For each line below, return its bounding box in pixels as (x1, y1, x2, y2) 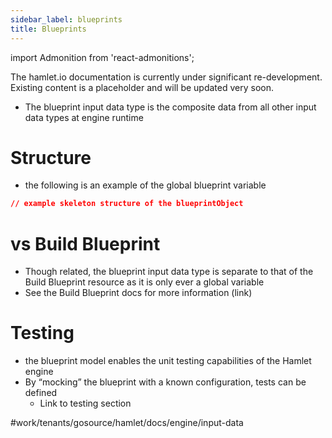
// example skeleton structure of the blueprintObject (10, 199, 244, 209)
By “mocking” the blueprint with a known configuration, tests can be (24, 376, 307, 388)
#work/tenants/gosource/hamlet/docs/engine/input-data (10, 417, 244, 429)
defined (24, 387, 58, 399)
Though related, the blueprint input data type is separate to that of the (24, 266, 314, 278)
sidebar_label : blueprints (10, 14, 123, 25)
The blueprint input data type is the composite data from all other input (24, 101, 317, 113)
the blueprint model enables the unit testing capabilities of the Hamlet (24, 355, 312, 367)
